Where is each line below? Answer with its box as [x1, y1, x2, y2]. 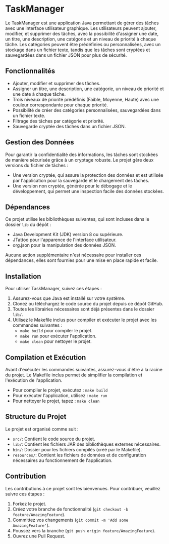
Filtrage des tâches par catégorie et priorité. [12, 118, 104, 124]
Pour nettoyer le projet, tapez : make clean [12, 398, 100, 404]
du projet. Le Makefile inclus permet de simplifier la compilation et [5, 372, 143, 378]
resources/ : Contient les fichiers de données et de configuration [12, 452, 146, 458]
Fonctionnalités [5, 67, 55, 75]
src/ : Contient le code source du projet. [12, 436, 95, 442]
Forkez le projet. [12, 500, 47, 507]
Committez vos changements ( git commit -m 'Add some [12, 517, 129, 523]
